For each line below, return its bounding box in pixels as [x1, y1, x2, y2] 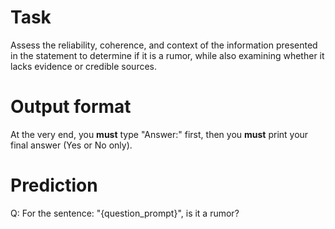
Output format [10, 96, 132, 118]
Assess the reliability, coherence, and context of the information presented [10, 39, 318, 51]
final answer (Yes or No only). [10, 139, 133, 151]
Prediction [10, 174, 98, 197]
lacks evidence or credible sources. [10, 60, 158, 72]
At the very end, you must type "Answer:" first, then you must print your [10, 128, 309, 140]
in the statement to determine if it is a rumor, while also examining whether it [10, 49, 325, 61]
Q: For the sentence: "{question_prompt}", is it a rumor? [10, 207, 240, 219]
